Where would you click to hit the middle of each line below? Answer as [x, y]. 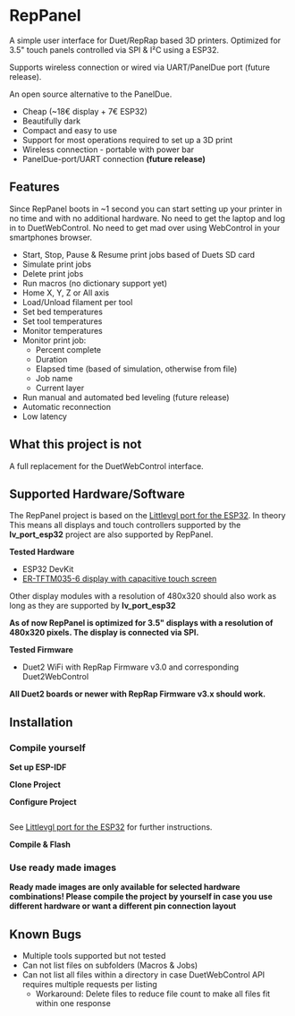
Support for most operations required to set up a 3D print [127, 140]
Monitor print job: [54, 340]
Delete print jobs [53, 273]
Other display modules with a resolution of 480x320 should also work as [143, 596]
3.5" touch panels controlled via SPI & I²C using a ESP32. [114, 49]
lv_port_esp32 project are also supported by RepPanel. [111, 534]
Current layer [60, 388]
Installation [41, 722]
